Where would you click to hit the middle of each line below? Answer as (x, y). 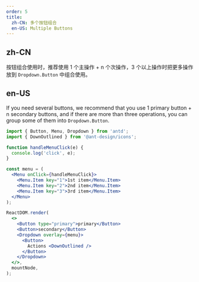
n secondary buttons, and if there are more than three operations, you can (97, 114)
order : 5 (17, 12)
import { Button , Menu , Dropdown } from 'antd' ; (67, 131)
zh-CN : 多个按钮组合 (34, 23)
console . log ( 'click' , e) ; (44, 153)
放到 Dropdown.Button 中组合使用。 (48, 75)
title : (14, 17)
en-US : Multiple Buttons (42, 28)
